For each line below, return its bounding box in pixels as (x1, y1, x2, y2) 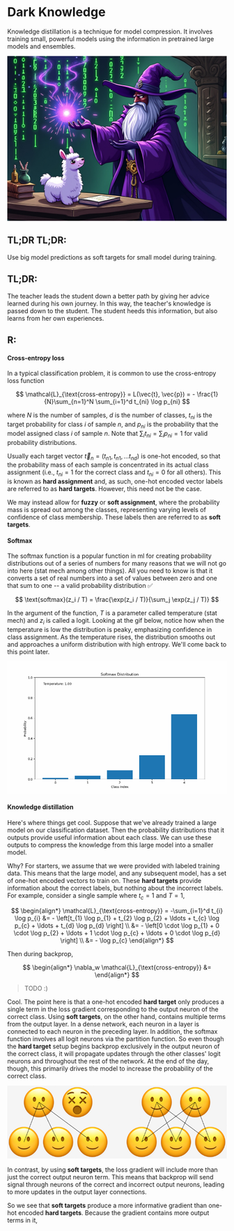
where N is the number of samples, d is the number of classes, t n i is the (7, 411, 212, 421)
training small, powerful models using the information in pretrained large (7, 34, 214, 43)
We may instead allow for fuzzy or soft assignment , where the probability (7, 498, 220, 506)
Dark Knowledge (7, 4, 106, 20)
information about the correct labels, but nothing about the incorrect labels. (7, 884, 224, 892)
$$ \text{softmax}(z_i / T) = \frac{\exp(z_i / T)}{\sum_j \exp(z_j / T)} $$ (15, 596, 219, 604)
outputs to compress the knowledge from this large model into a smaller (7, 840, 214, 849)
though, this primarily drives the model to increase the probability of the (7, 1064, 214, 1073)
